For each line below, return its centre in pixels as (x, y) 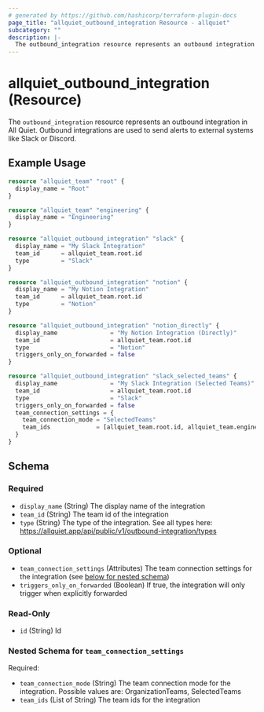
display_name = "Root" (52, 188)
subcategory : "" (35, 30)
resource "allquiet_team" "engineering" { (79, 210)
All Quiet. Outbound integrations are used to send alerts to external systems (131, 130)
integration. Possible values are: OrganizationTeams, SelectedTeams (130, 692)
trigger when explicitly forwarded (73, 593)
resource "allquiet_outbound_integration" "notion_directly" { (114, 325)
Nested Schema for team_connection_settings (96, 651)
